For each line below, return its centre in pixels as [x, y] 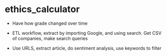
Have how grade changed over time [50, 23]
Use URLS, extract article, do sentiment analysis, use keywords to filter [87, 48]
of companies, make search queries [50, 38]
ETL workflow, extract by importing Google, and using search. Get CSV [87, 33]
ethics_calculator [42, 9]
